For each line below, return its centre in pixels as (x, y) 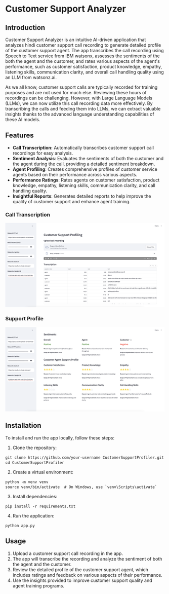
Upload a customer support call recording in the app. (68, 553)
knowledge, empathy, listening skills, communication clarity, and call (84, 185)
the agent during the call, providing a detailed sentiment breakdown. (84, 164)
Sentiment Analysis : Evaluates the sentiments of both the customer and (88, 158)
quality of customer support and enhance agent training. (71, 201)
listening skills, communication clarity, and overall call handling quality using (85, 72)
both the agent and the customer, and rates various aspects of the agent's (83, 61)
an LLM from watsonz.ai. (31, 77)
